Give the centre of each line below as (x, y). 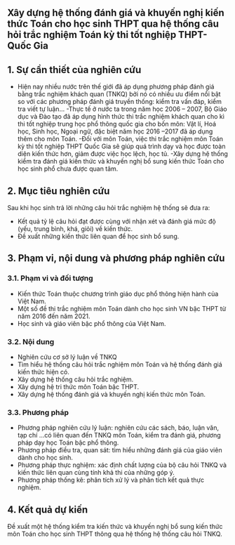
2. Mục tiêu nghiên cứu (59, 191)
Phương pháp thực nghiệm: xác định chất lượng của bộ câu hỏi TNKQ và (122, 465)
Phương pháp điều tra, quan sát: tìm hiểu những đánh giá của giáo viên (120, 450)
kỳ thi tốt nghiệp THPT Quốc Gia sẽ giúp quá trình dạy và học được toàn (121, 146)
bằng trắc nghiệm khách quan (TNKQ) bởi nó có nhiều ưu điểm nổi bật (119, 94)
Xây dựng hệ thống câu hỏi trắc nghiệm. (75, 379)
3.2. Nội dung (31, 341)
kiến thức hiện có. (43, 372)
